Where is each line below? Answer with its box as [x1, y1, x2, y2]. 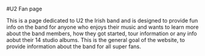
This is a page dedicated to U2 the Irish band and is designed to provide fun [6, 17, 198, 24]
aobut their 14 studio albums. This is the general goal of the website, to [6, 37, 185, 43]
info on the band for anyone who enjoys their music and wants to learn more [6, 24, 199, 30]
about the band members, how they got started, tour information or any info [6, 30, 197, 37]
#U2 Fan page [6, 5, 43, 12]
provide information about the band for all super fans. [6, 43, 141, 50]
